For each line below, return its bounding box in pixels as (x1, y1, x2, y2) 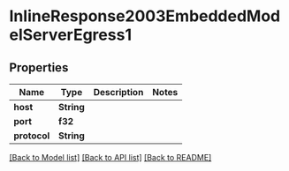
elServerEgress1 (9, 25, 133, 45)
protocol (13, 130, 50, 142)
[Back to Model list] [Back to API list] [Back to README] (9, 152, 212, 162)
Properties (9, 60, 69, 75)
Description (93, 86, 144, 98)
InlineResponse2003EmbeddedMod (9, 6, 281, 26)
